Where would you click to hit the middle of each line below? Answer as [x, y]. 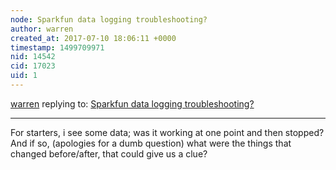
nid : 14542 [33, 57]
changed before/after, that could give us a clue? [109, 153]
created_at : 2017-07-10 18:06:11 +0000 [93, 38]
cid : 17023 [33, 66]
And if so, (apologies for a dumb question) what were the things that [151, 143]
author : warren [42, 29]
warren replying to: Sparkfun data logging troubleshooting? [132, 103]
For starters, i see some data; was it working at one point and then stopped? [167, 132]
